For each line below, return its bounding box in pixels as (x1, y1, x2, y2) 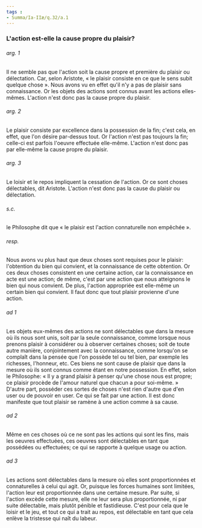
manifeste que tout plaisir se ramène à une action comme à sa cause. (6, 398, 179, 405)
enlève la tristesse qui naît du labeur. (6, 515, 98, 522)
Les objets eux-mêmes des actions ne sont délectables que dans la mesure (6, 327, 194, 334)
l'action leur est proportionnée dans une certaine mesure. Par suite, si (6, 489, 180, 497)
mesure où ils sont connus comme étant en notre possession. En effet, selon (6, 366, 197, 373)
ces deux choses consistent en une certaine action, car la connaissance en (6, 269, 194, 276)
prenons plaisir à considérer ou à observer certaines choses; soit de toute (6, 340, 190, 348)
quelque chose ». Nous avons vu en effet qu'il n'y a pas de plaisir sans (6, 81, 182, 88)
